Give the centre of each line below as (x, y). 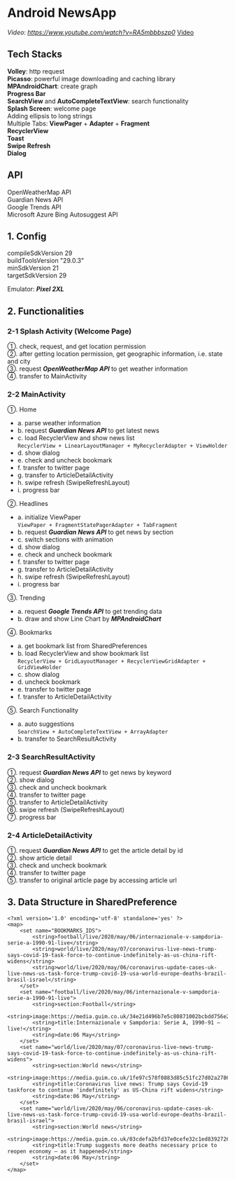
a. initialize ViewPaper (49, 517)
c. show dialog (38, 675)
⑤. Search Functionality (43, 711)
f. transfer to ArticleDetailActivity (64, 697)
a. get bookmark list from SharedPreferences (82, 646)
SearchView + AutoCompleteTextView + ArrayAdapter (93, 732)
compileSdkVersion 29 (40, 253)
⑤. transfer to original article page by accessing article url (92, 880)
